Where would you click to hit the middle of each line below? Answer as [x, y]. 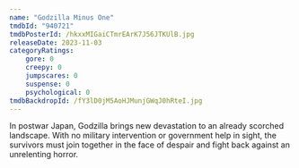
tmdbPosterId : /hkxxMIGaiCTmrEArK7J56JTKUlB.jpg [102, 34]
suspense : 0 [48, 84]
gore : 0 [40, 59]
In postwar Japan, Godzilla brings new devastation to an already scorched [147, 126]
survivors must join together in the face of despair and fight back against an [149, 145]
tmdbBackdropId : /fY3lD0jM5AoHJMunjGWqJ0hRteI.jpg [106, 101]
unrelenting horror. [44, 155]
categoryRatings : [42, 51]
